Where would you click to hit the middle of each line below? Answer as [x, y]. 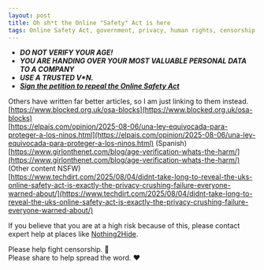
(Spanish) [171, 144]
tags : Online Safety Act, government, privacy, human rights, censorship [132, 30]
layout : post [30, 15]
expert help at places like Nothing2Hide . [73, 234]
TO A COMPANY [47, 69]
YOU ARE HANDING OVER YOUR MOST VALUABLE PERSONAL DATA [133, 61]
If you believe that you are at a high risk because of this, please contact [124, 226]
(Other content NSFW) [45, 169]
